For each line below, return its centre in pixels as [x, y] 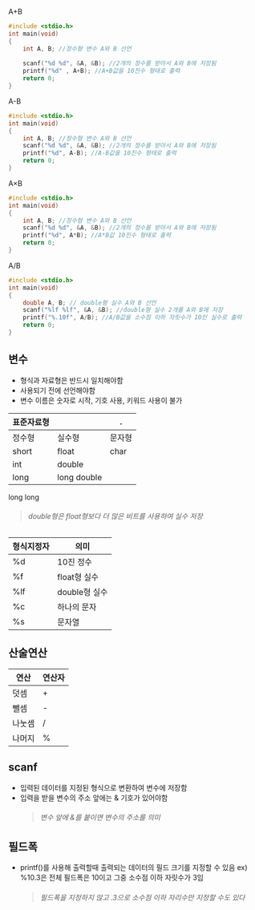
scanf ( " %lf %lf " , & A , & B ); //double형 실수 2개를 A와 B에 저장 [123, 310]
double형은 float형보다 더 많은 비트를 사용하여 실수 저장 [115, 516]
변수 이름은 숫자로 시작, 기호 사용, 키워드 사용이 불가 [101, 400]
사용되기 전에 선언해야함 [58, 390]
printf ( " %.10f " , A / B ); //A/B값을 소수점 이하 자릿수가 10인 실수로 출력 [132, 317]
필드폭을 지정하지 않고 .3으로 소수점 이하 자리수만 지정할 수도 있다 [142, 897]
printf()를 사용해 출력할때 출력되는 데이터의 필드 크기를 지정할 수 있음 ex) [134, 868]
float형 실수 [78, 576]
